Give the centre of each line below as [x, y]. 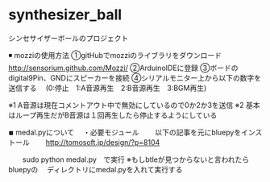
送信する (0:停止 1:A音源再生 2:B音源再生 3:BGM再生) [108, 88]
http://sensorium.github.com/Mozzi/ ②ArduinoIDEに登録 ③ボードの [123, 68]
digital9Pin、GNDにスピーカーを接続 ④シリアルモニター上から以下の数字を [135, 77]
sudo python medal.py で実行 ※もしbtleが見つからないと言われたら [136, 159]
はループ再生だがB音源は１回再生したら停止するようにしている [113, 115]
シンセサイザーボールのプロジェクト [69, 38]
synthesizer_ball [65, 15]
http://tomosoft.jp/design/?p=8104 [103, 142]
